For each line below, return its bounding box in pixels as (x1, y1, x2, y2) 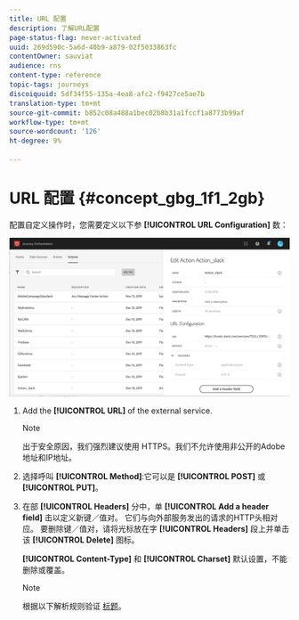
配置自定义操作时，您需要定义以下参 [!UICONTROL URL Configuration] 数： (9, 219, 288, 230)
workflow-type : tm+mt (9, 118, 90, 126)
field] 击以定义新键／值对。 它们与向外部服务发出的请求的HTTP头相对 (21, 512, 279, 523)
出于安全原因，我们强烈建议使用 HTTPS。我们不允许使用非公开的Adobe (21, 441, 286, 452)
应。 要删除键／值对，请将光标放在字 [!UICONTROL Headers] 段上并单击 (21, 523, 290, 534)
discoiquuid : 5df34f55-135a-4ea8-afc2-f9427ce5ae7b (9, 89, 205, 98)
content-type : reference (9, 71, 101, 80)
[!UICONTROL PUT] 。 (21, 482, 104, 493)
